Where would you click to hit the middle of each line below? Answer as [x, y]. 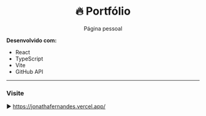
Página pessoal [103, 28]
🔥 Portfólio [103, 11]
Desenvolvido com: [32, 40]
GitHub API [29, 71]
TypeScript [29, 59]
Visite [15, 93]
